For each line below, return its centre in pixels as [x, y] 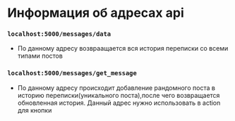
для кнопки [35, 110]
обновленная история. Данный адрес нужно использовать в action [119, 103]
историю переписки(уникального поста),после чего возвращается [119, 95]
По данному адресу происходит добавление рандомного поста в [116, 88]
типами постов [40, 56]
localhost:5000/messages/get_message [72, 73]
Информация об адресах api [96, 13]
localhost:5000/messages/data [59, 34]
